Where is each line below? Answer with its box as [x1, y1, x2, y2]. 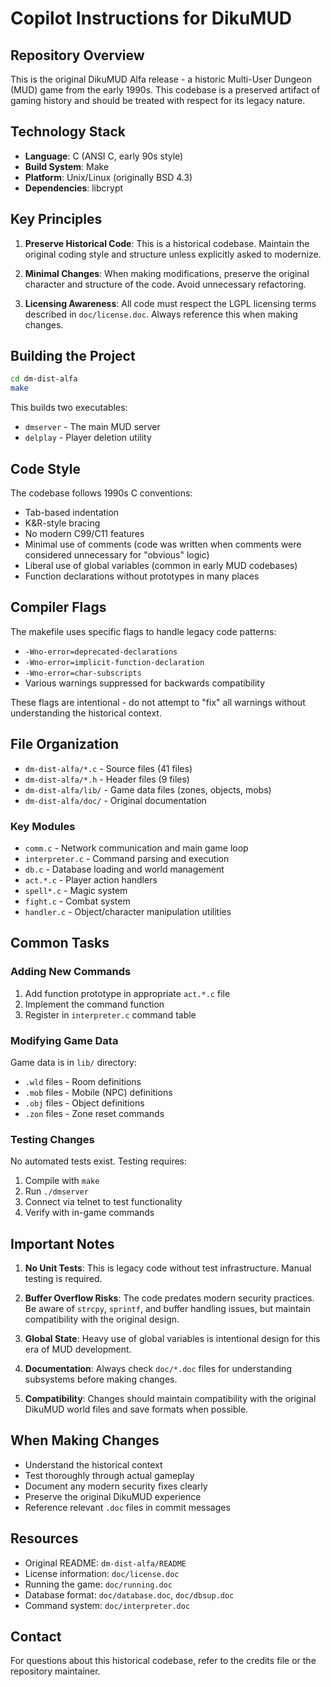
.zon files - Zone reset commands [24, 1107, 165, 1119]
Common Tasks [10, 935, 110, 952]
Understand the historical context [24, 1458, 163, 1471]
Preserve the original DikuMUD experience [24, 1490, 202, 1502]
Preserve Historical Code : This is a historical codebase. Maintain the [24, 237, 310, 249]
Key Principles [10, 211, 103, 228]
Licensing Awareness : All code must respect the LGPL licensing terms [24, 297, 317, 309]
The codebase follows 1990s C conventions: [10, 487, 193, 499]
